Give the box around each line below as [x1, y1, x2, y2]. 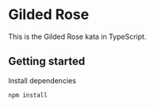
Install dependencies [8, 75, 77, 85]
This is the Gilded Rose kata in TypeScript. [8, 32, 147, 41]
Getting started [8, 55, 86, 68]
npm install [8, 91, 48, 99]
